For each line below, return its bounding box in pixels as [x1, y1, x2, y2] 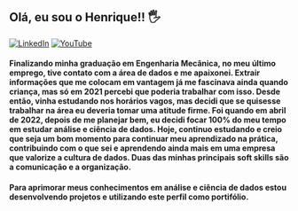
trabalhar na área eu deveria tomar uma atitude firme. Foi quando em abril [9, 105, 286, 116]
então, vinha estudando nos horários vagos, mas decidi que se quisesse [9, 96, 281, 106]
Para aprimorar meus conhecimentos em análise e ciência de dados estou [9, 183, 286, 192]
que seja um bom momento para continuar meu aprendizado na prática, [9, 134, 278, 145]
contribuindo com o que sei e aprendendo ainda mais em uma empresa [9, 143, 276, 153]
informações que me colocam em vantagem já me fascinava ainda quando [9, 77, 288, 88]
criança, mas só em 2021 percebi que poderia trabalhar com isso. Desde [9, 86, 281, 98]
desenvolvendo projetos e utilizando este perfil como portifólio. [9, 191, 249, 202]
